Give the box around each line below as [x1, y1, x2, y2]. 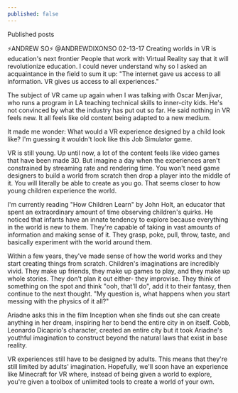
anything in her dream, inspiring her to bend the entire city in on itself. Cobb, [7, 318, 231, 327]
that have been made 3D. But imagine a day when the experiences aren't [7, 156, 220, 164]
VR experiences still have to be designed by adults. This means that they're [7, 355, 228, 363]
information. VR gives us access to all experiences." [7, 77, 159, 85]
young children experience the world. [7, 186, 117, 195]
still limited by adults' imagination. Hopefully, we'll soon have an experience [7, 362, 229, 370]
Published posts [7, 30, 55, 38]
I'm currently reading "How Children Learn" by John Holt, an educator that [7, 200, 225, 208]
